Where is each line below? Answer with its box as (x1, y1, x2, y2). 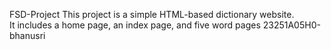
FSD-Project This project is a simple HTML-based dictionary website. (9, 9, 295, 20)
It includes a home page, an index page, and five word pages (9, 19, 261, 31)
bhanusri (9, 30, 46, 41)
